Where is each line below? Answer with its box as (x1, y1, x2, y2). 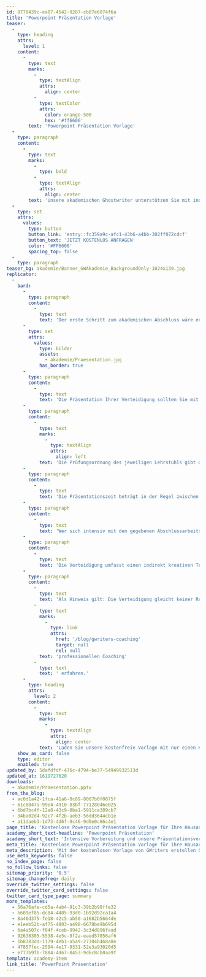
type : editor (17, 756, 51, 762)
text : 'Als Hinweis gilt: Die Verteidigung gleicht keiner (39, 596, 193, 602)
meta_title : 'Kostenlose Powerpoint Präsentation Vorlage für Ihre (6, 841, 183, 848)
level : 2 (33, 693, 56, 699)
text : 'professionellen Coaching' (39, 653, 128, 659)
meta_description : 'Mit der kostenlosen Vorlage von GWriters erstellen (6, 847, 196, 853)
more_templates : (6, 898, 48, 905)
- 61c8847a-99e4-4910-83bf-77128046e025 (12, 802, 116, 808)
